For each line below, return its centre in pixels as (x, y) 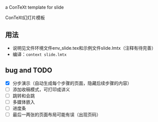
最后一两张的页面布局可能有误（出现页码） (57, 114)
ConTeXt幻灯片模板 (25, 18)
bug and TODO (29, 71)
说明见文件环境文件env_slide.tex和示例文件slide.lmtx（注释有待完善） (84, 48)
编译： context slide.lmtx (39, 54)
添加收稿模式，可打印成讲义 (41, 89)
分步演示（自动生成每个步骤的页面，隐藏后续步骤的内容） (72, 83)
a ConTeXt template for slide (35, 7)
